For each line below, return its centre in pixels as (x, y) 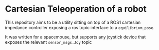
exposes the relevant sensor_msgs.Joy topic (49, 42)
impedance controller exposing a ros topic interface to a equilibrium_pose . (80, 27)
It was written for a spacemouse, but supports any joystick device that (75, 37)
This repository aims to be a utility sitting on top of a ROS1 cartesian (73, 22)
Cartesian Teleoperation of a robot (76, 9)
